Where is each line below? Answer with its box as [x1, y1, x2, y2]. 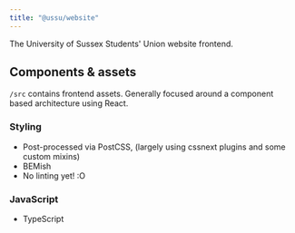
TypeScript [22, 214, 64, 225]
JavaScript [9, 192, 59, 205]
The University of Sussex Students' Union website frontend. [9, 38, 234, 49]
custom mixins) [22, 150, 80, 161]
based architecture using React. [9, 98, 129, 109]
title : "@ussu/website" [9, 13, 100, 23]
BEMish [22, 160, 52, 171]
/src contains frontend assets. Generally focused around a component [9, 88, 274, 100]
